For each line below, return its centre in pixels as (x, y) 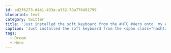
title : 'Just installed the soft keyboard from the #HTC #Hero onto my (84, 24)
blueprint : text (22, 15)
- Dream (18, 38)
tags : (11, 33)
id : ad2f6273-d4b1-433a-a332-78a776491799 (51, 10)
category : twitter (25, 19)
